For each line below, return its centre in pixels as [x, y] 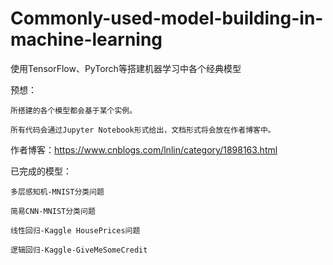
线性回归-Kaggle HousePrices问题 [75, 230]
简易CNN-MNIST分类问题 [53, 211]
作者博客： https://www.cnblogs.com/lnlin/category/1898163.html [144, 149]
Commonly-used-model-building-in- [167, 18]
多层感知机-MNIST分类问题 [57, 192]
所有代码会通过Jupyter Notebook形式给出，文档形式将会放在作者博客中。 [143, 130]
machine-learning [86, 39]
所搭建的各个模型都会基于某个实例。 [74, 110]
